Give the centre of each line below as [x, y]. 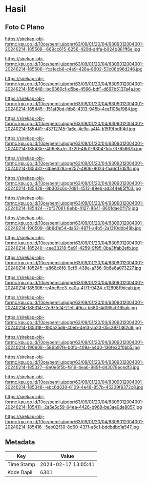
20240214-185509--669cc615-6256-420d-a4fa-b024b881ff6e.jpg [73, 49]
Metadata [20, 442]
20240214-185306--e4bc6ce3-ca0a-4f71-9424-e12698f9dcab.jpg [73, 288]
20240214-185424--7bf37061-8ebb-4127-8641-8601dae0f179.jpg [72, 208]
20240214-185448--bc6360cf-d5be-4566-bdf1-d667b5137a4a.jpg [73, 89]
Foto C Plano [25, 27]
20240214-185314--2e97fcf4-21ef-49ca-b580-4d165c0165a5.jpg [71, 308]
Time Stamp [21, 464]
